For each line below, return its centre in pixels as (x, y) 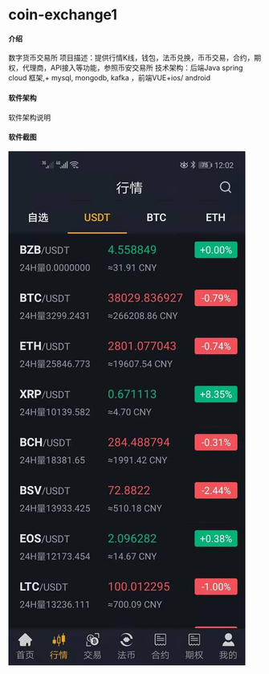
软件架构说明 (29, 117)
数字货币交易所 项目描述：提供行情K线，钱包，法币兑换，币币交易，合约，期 (135, 58)
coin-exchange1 (63, 15)
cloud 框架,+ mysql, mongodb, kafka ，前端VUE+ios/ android (110, 78)
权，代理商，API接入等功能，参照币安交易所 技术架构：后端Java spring (126, 68)
